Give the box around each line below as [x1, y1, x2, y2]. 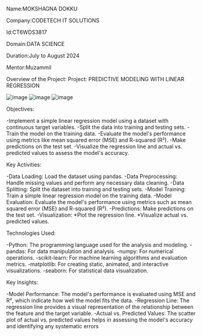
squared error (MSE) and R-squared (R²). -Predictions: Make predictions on [6, 205, 194, 212]
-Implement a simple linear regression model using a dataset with [6, 117, 169, 124]
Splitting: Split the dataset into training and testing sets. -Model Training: [6, 186, 186, 193]
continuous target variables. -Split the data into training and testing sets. [6, 124, 186, 131]
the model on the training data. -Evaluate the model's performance [20, 130, 186, 137]
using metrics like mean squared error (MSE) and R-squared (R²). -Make [6, 136, 186, 143]
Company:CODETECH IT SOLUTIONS [6, 17, 99, 24]
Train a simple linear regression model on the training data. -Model [6, 192, 172, 199]
